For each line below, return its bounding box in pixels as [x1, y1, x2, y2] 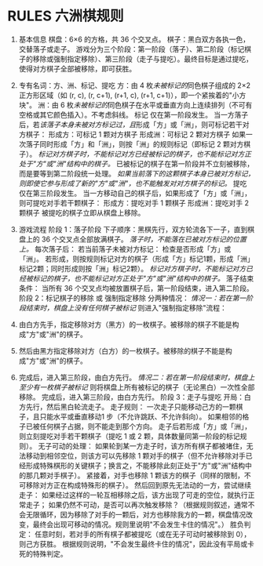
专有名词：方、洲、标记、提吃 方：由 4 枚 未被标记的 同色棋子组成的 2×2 [18, 80, 250, 90]
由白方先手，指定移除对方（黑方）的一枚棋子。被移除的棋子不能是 [18, 319, 232, 329]
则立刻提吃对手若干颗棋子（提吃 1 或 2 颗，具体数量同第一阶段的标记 [18, 431, 240, 441]
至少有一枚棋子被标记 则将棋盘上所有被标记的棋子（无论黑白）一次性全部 [18, 382, 255, 392]
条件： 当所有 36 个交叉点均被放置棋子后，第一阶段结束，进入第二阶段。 [18, 283, 254, 292]
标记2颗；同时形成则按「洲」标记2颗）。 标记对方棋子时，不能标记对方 [18, 263, 247, 273]
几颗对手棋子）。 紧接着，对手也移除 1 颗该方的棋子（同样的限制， [32, 470, 245, 480]
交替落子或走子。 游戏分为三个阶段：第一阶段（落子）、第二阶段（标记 [18, 44, 245, 53]
